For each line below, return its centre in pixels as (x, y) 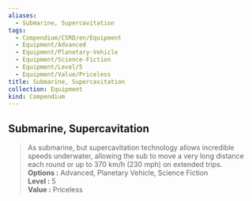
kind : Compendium (37, 97)
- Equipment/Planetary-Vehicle (67, 52)
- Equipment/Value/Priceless (63, 74)
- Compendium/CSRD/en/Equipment (69, 38)
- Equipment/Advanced (51, 45)
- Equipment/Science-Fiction (63, 60)
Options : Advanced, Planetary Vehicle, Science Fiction (118, 173)
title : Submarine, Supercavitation (67, 82)
